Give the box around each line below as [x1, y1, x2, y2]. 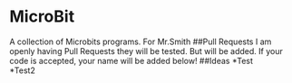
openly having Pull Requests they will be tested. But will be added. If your [9, 45, 283, 56]
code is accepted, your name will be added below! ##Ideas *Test [9, 55, 254, 66]
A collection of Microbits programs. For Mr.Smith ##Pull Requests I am [9, 36, 272, 47]
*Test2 [9, 65, 36, 76]
